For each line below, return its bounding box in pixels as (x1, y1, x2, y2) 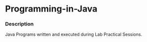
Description (5, 21, 34, 28)
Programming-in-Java (5, 3, 97, 14)
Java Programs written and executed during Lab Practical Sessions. (5, 31, 143, 37)
